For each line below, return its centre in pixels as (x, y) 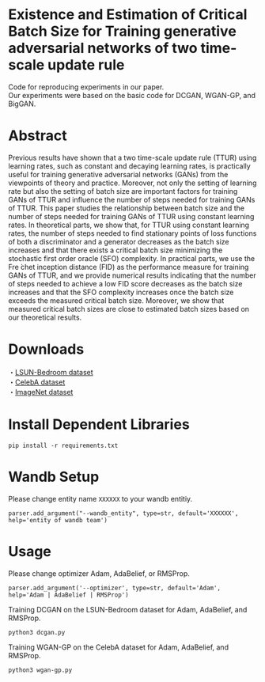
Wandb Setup (54, 477)
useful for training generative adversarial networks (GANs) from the (118, 174)
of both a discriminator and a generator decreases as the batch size (119, 241)
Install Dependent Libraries (99, 424)
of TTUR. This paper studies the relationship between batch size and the (127, 208)
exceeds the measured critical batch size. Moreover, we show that (116, 300)
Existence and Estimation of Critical (128, 15)
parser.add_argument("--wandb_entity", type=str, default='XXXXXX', (123, 513)
